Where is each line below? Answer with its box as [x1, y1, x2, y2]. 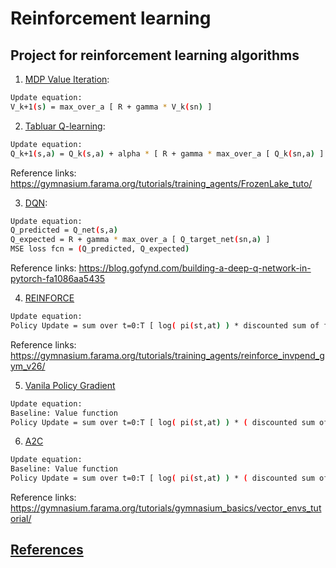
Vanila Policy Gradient [24, 379, 116, 391]
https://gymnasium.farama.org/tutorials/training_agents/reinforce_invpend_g [10, 349, 325, 361]
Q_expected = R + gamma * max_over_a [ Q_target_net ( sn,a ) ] [10, 235, 271, 245]
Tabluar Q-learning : [24, 120, 106, 132]
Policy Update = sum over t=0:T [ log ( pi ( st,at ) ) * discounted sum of [10, 320, 320, 331]
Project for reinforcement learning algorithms [10, 47, 300, 64]
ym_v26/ [10, 360, 46, 372]
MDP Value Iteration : [24, 73, 110, 85]
